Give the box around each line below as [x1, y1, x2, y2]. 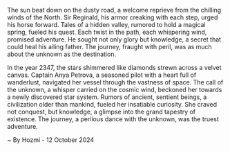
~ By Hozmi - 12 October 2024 [7, 136, 95, 144]
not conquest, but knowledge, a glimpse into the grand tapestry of [7, 107, 196, 116]
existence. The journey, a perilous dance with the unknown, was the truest [7, 115, 219, 123]
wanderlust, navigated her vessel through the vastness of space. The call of [7, 78, 224, 86]
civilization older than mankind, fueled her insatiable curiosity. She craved [7, 100, 218, 108]
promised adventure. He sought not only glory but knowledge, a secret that [7, 35, 222, 44]
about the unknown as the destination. [7, 50, 116, 58]
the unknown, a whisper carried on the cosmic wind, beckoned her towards [7, 86, 222, 94]
